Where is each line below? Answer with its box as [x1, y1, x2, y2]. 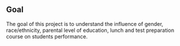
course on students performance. [6, 32, 88, 40]
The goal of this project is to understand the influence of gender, [6, 20, 163, 27]
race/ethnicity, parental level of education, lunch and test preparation [6, 27, 175, 34]
